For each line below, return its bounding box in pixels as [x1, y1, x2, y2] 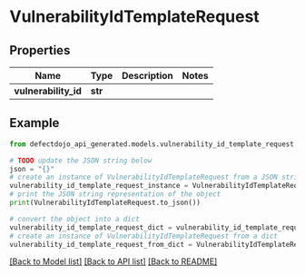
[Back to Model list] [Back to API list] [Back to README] [9, 256, 218, 267]
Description [121, 70, 174, 82]
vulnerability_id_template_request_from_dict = [9, 240, 193, 249]
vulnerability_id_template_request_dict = [9, 222, 172, 232]
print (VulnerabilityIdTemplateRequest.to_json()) [9, 198, 202, 208]
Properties [9, 43, 71, 58]
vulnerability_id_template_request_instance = [9, 182, 189, 191]
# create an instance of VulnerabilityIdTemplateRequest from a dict [9, 231, 279, 241]
